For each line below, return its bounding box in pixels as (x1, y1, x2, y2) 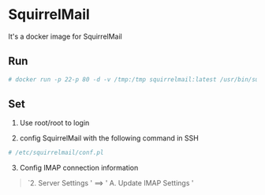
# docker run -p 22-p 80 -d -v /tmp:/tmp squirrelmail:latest (8, 75, 217, 84)
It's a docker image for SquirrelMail (8, 32, 122, 41)
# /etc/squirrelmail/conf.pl (8, 148, 104, 157)
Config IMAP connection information (19, 163, 139, 173)
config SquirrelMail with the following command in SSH (19, 133, 199, 143)
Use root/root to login (19, 118, 90, 128)
